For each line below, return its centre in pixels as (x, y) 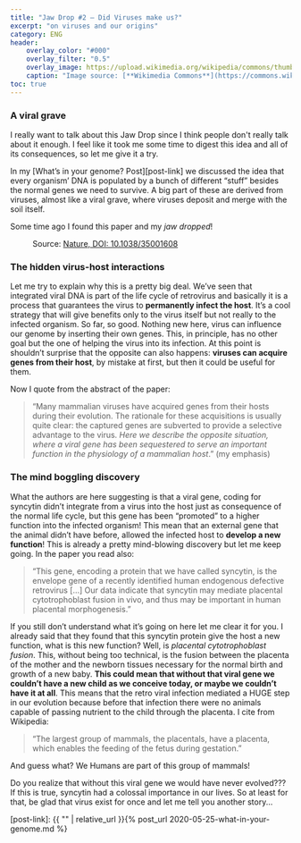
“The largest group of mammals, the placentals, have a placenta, (151, 738)
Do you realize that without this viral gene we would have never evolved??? (148, 782)
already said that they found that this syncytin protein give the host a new (145, 636)
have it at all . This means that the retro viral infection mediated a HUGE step (150, 693)
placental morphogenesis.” (82, 609)
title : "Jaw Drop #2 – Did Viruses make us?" (96, 17)
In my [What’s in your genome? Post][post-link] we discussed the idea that (147, 171)
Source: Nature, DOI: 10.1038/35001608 (105, 243)
